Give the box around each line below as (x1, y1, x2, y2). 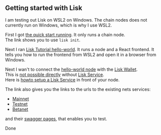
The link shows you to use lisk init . (5, 37, 80, 43)
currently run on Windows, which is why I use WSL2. (5, 22, 112, 28)
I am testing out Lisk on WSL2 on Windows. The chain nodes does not (5, 17, 147, 23)
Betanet (12, 106, 29, 112)
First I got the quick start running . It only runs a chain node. (5, 31, 126, 37)
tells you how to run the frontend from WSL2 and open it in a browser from (5, 52, 157, 57)
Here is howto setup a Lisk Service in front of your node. (5, 77, 120, 82)
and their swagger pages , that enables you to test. (5, 115, 107, 122)
